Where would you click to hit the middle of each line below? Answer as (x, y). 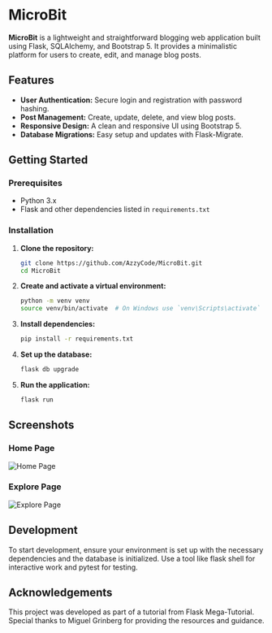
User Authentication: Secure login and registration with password (131, 100)
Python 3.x (38, 201)
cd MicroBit (40, 271)
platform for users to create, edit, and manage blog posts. (105, 54)
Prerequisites (35, 183)
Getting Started (48, 160)
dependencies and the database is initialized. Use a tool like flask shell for (132, 558)
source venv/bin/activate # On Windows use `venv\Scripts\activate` (140, 309)
